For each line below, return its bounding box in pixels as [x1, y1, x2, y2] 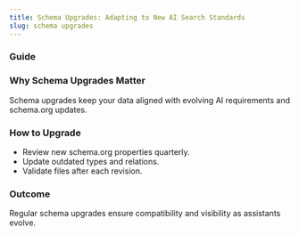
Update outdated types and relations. [21, 157, 160, 167]
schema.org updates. [9, 104, 87, 115]
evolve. [9, 217, 37, 228]
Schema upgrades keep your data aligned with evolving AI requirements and [9, 94, 291, 105]
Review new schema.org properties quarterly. [21, 147, 190, 158]
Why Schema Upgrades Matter [9, 75, 145, 87]
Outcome [9, 188, 51, 200]
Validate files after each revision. [21, 166, 143, 176]
